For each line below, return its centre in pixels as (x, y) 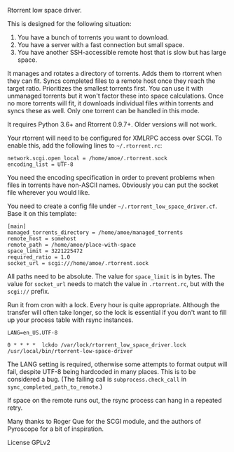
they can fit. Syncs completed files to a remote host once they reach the (111, 81)
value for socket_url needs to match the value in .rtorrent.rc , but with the (116, 284)
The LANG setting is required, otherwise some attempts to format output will (117, 364)
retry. (15, 408)
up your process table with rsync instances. (70, 320)
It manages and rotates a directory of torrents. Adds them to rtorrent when (115, 73)
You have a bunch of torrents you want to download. (93, 37)
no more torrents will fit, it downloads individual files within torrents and (110, 103)
